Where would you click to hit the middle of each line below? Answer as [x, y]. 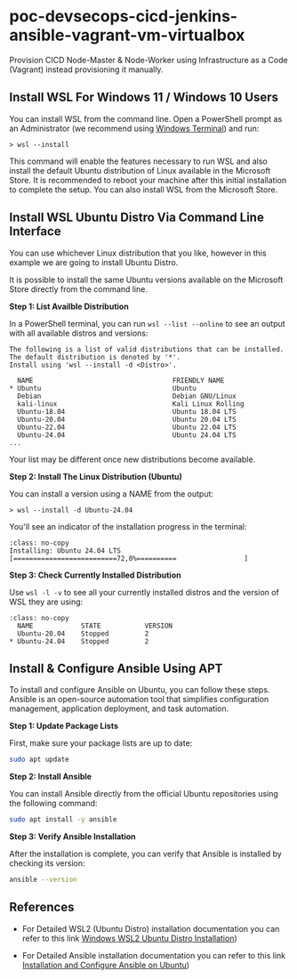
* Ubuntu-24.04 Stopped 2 [79, 641]
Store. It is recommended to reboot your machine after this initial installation [148, 180]
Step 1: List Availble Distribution [69, 306]
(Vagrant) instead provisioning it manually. [86, 69]
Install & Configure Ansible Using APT [116, 668]
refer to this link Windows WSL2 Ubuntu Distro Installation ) [129, 938]
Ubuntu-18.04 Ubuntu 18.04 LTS [127, 411]
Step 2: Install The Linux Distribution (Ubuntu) [96, 476]
